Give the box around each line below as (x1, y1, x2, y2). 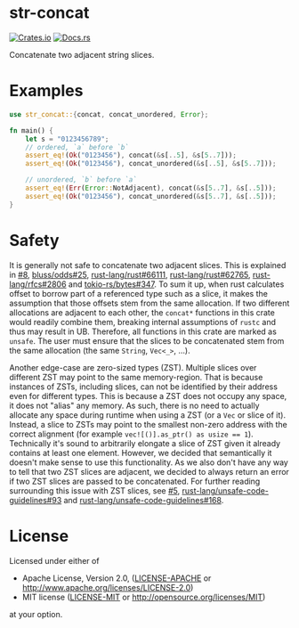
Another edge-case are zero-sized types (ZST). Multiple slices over (9, 362, 257, 372)
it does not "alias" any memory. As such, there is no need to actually (9, 400, 260, 411)
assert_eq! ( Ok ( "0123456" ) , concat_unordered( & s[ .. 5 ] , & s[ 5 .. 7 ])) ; (25, 159, 277, 168)
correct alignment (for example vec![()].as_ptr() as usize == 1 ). (9, 428, 254, 439)
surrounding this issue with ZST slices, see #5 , (9, 485, 181, 496)
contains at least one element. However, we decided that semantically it (9, 447, 272, 458)
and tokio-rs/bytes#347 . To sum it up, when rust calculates (68, 279, 285, 290)
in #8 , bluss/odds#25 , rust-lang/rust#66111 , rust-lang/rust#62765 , (9, 269, 251, 280)
